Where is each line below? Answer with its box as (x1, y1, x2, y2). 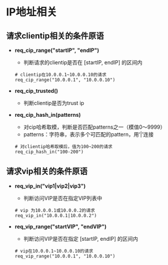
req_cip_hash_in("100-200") (14, 149, 84, 155)
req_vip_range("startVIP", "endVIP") (14, 223, 107, 230)
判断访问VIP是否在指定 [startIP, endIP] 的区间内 (23, 235, 139, 242)
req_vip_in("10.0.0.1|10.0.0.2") (14, 212, 97, 218)
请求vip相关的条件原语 (6, 166, 88, 176)
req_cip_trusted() (14, 87, 58, 94)
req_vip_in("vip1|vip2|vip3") (14, 182, 86, 189)
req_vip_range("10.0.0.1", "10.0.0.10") (14, 253, 116, 259)
